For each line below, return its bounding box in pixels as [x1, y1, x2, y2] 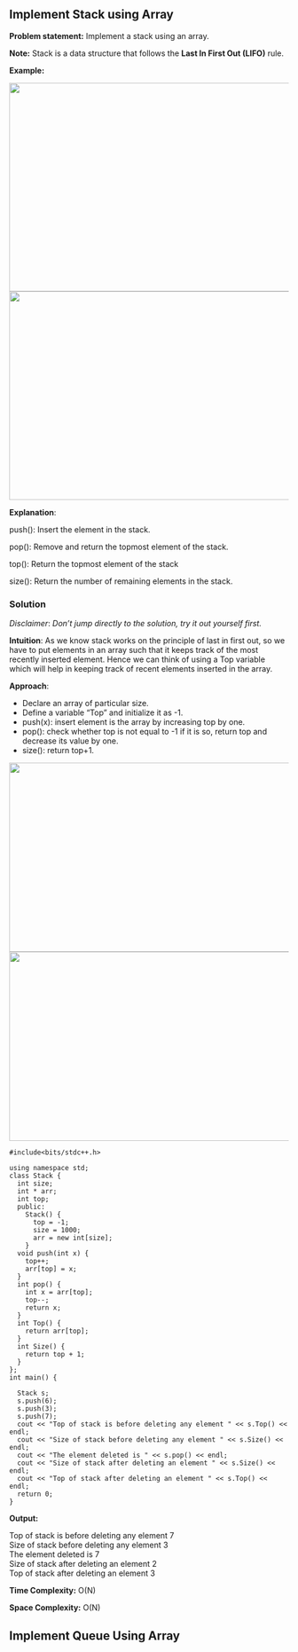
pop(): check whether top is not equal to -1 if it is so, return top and [21, 727, 268, 737]
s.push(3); [17, 1404, 58, 1413]
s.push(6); [17, 1396, 58, 1405]
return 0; [17, 1490, 53, 1499]
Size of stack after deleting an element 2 [9, 1559, 157, 1569]
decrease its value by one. [21, 736, 119, 746]
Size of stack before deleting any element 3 [9, 1539, 169, 1551]
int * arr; [17, 1187, 58, 1196]
